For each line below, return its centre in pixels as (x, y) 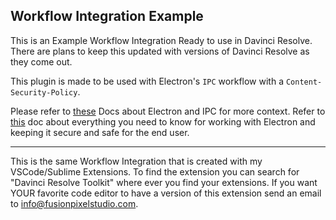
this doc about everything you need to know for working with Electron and (163, 121)
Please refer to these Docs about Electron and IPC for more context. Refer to (168, 111)
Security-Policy (44, 92)
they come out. (41, 61)
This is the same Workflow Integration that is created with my (136, 161)
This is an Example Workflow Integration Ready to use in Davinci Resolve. (161, 40)
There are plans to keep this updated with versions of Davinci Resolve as (160, 51)
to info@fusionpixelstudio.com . (74, 203)
